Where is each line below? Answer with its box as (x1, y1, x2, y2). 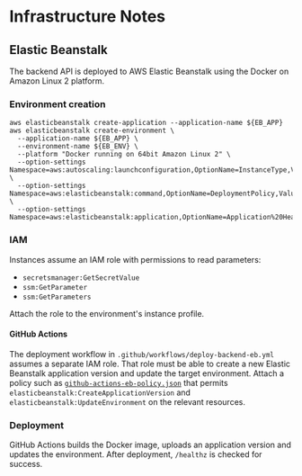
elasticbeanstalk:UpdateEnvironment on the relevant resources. (9, 396, 245, 407)
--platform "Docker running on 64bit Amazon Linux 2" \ (17, 150, 231, 159)
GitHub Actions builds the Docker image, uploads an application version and (9, 439, 292, 451)
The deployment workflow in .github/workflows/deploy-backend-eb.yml (9, 348, 274, 359)
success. (9, 459, 43, 470)
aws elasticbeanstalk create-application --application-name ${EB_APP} (9, 119, 283, 128)
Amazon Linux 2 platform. (9, 76, 105, 86)
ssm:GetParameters (22, 292, 92, 301)
